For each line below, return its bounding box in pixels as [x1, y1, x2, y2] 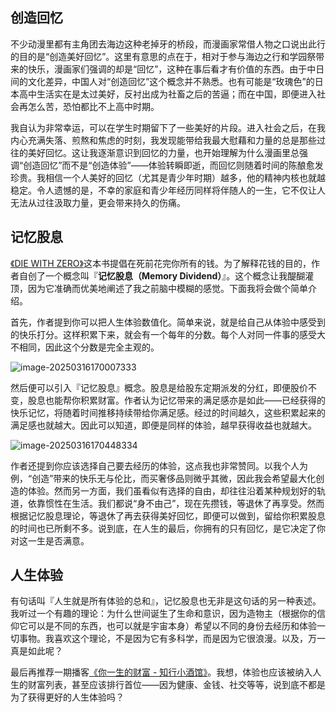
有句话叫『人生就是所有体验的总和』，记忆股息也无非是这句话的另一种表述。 [10, 595, 322, 607]
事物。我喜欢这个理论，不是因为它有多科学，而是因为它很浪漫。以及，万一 [18, 633, 326, 645]
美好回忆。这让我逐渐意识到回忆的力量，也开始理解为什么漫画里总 [27, 146, 300, 158]
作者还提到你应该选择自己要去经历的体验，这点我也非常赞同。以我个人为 [10, 459, 308, 472]
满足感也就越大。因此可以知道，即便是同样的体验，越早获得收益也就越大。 [10, 419, 317, 431]
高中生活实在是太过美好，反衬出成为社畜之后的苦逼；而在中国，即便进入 [18, 88, 317, 100]
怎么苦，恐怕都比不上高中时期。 [27, 100, 160, 112]
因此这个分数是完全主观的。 [44, 341, 160, 353]
